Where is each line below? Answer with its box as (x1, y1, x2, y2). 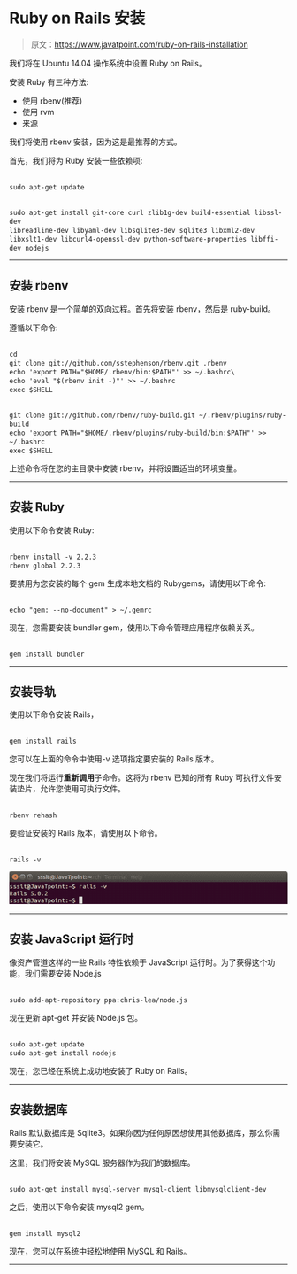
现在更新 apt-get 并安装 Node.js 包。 (9, 1012, 143, 1023)
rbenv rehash (9, 811, 57, 820)
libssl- (254, 208, 283, 217)
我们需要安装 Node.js (24, 968, 102, 978)
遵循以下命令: (9, 322, 59, 333)
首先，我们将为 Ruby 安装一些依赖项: (9, 155, 143, 166)
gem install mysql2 (9, 1229, 81, 1238)
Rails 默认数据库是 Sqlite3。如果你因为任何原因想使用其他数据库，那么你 (9, 1127, 273, 1138)
